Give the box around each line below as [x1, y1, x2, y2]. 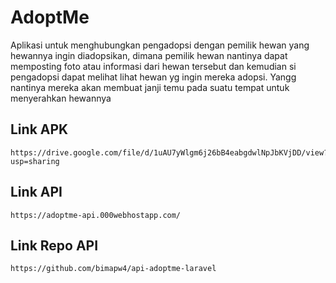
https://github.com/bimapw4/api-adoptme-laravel [10, 264, 217, 274]
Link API [10, 184, 63, 201]
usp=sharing [10, 156, 60, 166]
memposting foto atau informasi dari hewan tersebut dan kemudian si [10, 60, 297, 72]
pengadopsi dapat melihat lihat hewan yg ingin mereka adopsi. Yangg [10, 71, 297, 83]
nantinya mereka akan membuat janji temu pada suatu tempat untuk [10, 81, 290, 93]
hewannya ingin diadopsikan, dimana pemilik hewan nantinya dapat [10, 49, 288, 61]
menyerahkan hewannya [10, 92, 112, 104]
